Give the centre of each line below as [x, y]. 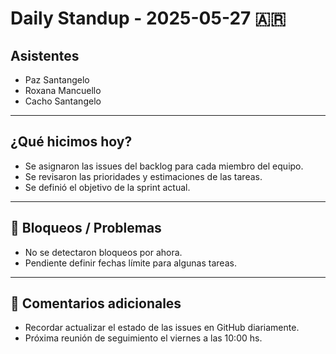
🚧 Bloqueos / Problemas [86, 228]
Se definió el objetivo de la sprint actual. [107, 187]
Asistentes [45, 55]
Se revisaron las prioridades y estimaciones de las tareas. [143, 176]
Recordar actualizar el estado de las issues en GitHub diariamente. [162, 328]
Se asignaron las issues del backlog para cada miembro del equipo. [164, 166]
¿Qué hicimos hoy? [71, 142]
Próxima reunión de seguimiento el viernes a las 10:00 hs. [143, 338]
